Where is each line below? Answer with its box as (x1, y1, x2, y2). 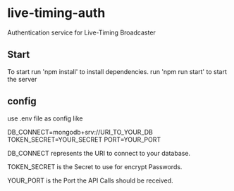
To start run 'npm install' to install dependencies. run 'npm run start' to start (7, 67, 227, 75)
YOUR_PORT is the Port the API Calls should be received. (7, 176, 174, 185)
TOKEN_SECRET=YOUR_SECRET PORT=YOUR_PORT (7, 135, 161, 144)
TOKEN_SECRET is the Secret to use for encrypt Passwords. (7, 162, 183, 171)
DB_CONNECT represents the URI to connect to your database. (7, 149, 191, 157)
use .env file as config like (7, 114, 83, 123)
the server (7, 75, 37, 83)
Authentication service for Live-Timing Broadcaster (7, 28, 156, 37)
